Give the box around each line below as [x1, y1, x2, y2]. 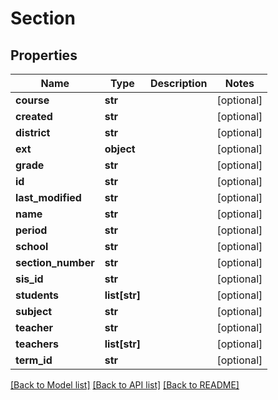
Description [150, 77, 208, 90]
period [15, 223, 48, 237]
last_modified [15, 191, 82, 204]
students [15, 288, 60, 302]
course [15, 93, 50, 107]
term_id [15, 353, 53, 367]
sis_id [15, 272, 44, 286]
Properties [10, 47, 78, 64]
